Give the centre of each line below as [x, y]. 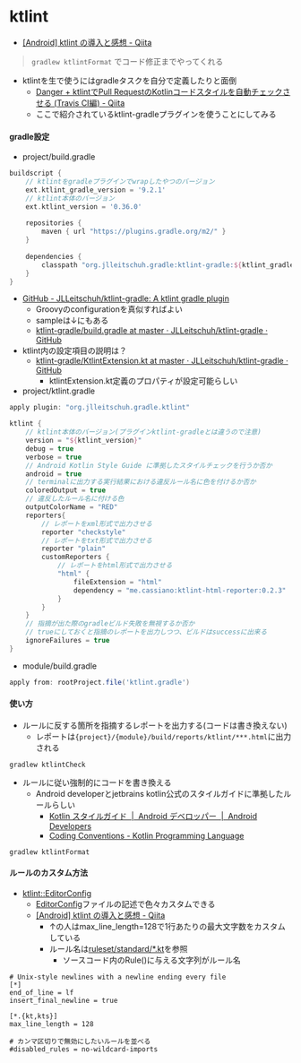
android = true [54, 474]
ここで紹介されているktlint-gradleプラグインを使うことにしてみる [156, 114]
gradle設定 [30, 136]
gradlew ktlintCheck [48, 765]
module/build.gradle [59, 666]
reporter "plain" [73, 549]
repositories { [54, 223]
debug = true [50, 449]
